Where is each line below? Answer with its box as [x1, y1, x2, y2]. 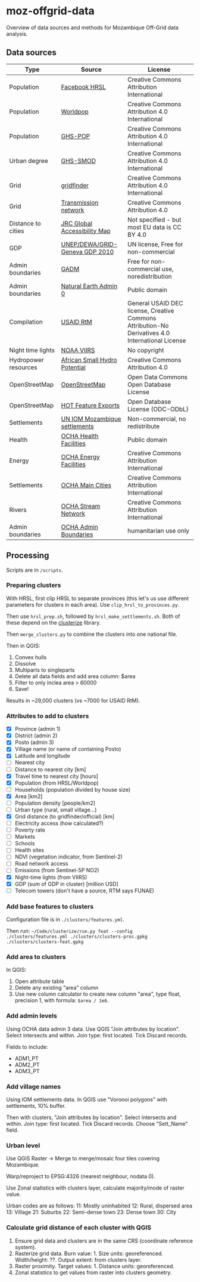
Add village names [6, 1082, 61, 1091]
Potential [61, 363, 86, 371]
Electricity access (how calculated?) [14, 820, 104, 827]
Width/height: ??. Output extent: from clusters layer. [14, 1256, 142, 1263]
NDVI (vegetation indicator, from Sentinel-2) [14, 853, 123, 860]
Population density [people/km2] [14, 799, 96, 807]
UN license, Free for [127, 240, 183, 248]
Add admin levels [6, 1012, 58, 1020]
